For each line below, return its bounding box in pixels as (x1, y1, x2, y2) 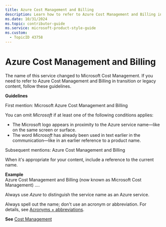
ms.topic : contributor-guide (5, 21, 65, 26)
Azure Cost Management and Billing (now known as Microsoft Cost (5, 176, 142, 182)
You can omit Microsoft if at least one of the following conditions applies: (5, 112, 154, 118)
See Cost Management (5, 216, 52, 222)
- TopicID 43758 (9, 35, 43, 40)
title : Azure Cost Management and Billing (5, 7, 94, 12)
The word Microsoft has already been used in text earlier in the (12, 132, 141, 138)
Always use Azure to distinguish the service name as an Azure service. (5, 191, 150, 197)
